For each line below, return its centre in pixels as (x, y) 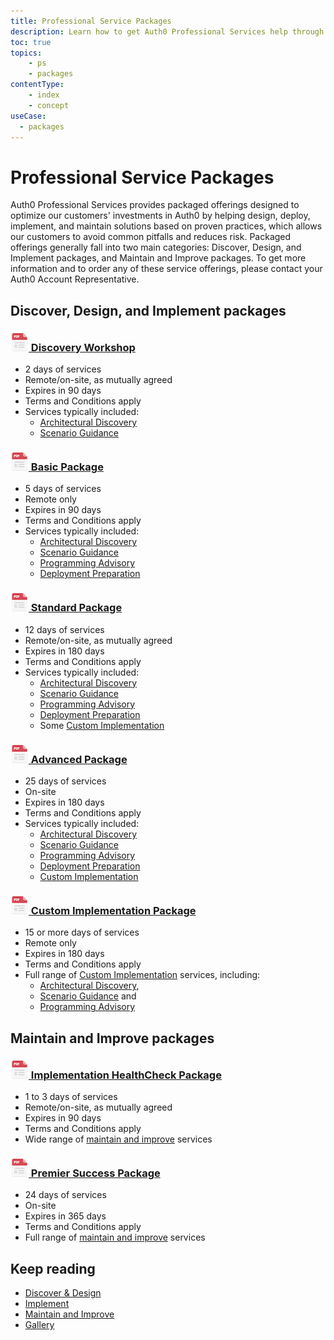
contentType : (37, 85)
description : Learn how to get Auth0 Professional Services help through (167, 31)
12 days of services (64, 629)
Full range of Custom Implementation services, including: (142, 975)
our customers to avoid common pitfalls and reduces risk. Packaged (151, 237)
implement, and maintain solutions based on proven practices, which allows (166, 226)
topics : (26, 53)
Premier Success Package (95, 1173)
